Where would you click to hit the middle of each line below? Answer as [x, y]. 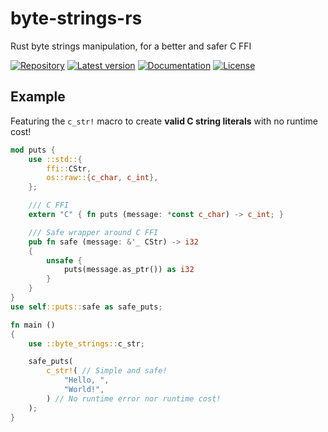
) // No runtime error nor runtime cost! [134, 398]
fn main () [33, 325]
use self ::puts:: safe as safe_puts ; [86, 307]
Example [38, 97]
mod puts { [33, 150]
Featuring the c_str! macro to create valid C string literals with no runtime [164, 121]
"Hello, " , [86, 380]
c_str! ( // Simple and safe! [107, 371]
